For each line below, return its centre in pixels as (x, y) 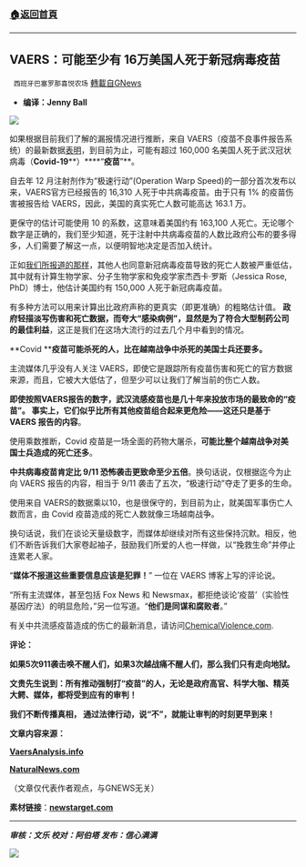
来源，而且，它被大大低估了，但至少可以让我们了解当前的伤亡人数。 (137, 380)
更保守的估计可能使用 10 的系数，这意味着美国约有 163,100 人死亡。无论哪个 (152, 223)
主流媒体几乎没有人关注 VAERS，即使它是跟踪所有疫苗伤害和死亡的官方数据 (151, 368)
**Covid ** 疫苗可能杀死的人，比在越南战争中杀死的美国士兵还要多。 (138, 349)
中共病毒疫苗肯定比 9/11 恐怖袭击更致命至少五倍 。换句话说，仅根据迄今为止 (151, 472)
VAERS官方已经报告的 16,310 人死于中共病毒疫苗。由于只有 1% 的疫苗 (155, 192)
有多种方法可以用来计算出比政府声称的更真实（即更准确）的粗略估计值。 (145, 307)
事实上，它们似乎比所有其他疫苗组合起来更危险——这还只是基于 (151, 410)
